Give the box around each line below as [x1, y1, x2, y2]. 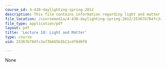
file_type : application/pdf [5, 21, 63, 26]
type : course [5, 35, 32, 40]
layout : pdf [5, 26, 30, 31]
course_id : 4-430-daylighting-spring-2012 [5, 7, 94, 12]
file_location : [5, 16, 37, 21]
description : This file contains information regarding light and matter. [5, 12, 163, 17]
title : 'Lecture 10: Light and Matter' [5, 30, 87, 35]
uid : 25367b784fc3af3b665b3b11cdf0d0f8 [5, 39, 87, 44]
